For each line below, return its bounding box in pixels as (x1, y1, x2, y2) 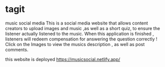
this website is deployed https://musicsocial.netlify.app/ (5, 56, 120, 62)
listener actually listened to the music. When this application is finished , (5, 30, 154, 36)
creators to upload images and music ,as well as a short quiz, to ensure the (5, 25, 160, 31)
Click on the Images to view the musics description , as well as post (5, 41, 145, 47)
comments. (5, 46, 29, 52)
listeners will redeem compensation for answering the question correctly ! (5, 36, 157, 42)
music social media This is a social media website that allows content (5, 20, 148, 26)
